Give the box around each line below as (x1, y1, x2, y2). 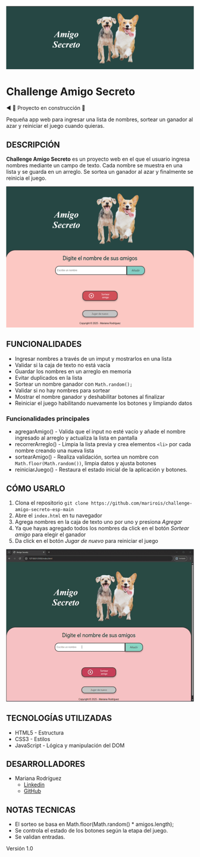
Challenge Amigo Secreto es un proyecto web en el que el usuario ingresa (6, 155, 190, 163)
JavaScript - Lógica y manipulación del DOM (14, 742, 125, 749)
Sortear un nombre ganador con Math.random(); (14, 380, 133, 388)
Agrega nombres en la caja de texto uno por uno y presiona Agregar (14, 518, 183, 525)
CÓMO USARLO (6, 483, 65, 493)
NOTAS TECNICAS (6, 804, 76, 815)
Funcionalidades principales (6, 414, 90, 423)
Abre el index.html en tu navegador (14, 512, 102, 519)
